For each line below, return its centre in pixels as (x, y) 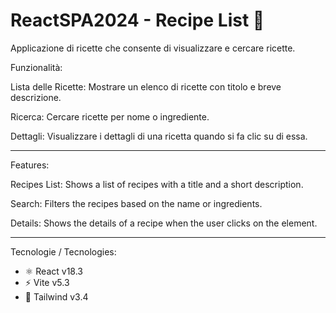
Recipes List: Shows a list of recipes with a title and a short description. (157, 184)
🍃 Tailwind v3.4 (56, 296)
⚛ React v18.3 (53, 271)
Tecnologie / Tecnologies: (63, 251)
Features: (30, 165)
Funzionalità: (36, 67)
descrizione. (36, 97)
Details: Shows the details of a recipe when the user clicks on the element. (164, 223)
